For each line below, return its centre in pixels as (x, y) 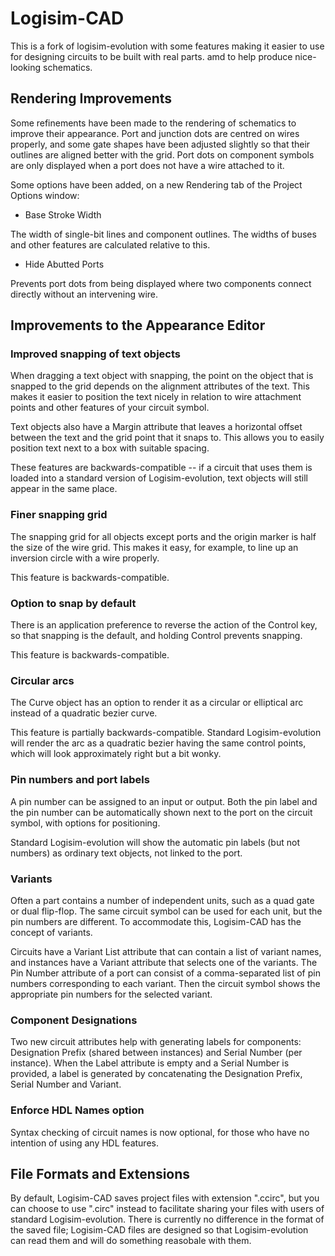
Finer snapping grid (59, 515)
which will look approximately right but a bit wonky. (116, 754)
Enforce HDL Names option (77, 1110)
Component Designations (74, 1020)
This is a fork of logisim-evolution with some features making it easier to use (167, 46)
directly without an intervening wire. (84, 294)
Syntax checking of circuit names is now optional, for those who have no (160, 1132)
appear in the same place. (64, 489)
